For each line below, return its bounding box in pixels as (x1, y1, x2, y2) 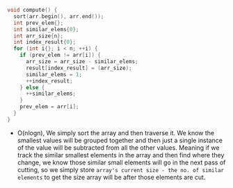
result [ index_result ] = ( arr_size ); (25, 65, 132, 71)
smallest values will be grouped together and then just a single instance (17, 136, 223, 144)
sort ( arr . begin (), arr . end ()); (13, 12, 104, 20)
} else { (19, 84, 45, 91)
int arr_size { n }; (13, 32, 64, 40)
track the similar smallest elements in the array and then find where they (17, 151, 225, 159)
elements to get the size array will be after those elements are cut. (17, 173, 206, 181)
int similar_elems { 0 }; (13, 26, 79, 33)
